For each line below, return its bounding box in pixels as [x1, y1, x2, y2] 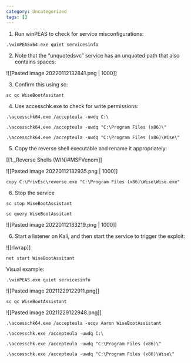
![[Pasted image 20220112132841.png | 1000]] [6, 69, 118, 76]
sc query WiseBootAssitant [6, 211, 72, 217]
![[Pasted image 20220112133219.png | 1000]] [6, 221, 117, 228]
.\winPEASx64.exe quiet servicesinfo [6, 42, 99, 48]
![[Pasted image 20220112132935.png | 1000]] [6, 167, 118, 174]
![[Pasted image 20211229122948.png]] [6, 309, 102, 316]
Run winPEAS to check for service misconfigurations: [14, 30, 144, 37]
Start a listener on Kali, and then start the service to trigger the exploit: [14, 233, 185, 240]
